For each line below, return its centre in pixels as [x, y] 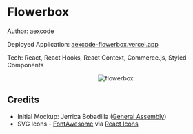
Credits [23, 100]
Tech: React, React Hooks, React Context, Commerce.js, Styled [97, 57]
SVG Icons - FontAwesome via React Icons [78, 124]
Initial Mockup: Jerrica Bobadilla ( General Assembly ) [92, 116]
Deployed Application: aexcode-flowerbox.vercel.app [83, 44]
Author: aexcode [31, 31]
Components [26, 65]
